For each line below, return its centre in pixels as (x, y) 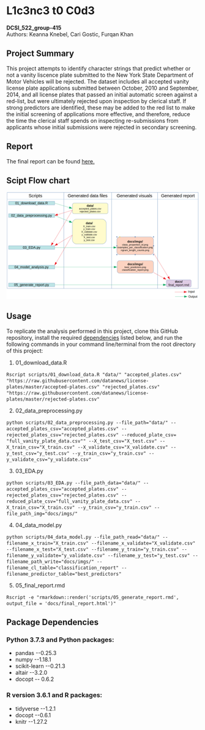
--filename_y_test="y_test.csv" (149, 555)
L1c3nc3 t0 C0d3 (50, 11)
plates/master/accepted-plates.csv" (53, 387)
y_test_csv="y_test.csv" (38, 453)
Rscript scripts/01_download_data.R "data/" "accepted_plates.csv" (94, 375)
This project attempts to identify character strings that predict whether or (99, 68)
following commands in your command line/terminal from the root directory (101, 344)
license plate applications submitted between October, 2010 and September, (102, 88)
